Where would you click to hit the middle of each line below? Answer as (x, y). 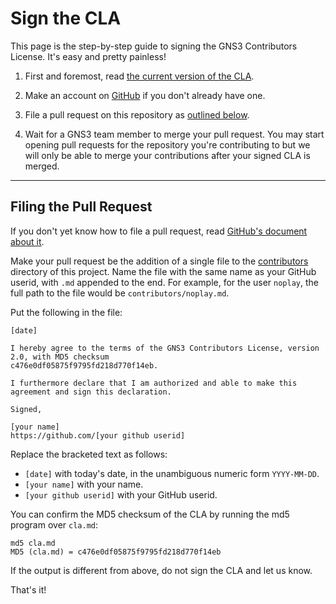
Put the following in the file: (66, 312)
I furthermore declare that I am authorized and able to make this (154, 383)
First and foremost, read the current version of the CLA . (139, 76)
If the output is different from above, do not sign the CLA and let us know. (161, 570)
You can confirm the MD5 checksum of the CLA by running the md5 (150, 514)
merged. (42, 166)
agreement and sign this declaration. (91, 392)
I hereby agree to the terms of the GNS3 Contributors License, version (165, 348)
